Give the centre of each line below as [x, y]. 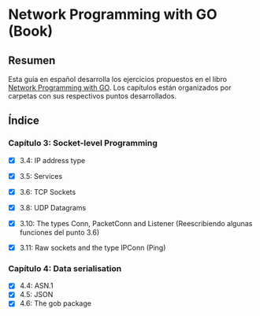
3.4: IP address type [52, 160]
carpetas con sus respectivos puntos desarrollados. [93, 96]
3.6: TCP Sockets [48, 191]
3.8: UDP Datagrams [53, 207]
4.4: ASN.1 [36, 286]
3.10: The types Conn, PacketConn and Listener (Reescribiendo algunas [136, 223]
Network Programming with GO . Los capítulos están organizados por [120, 87]
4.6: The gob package [56, 303]
